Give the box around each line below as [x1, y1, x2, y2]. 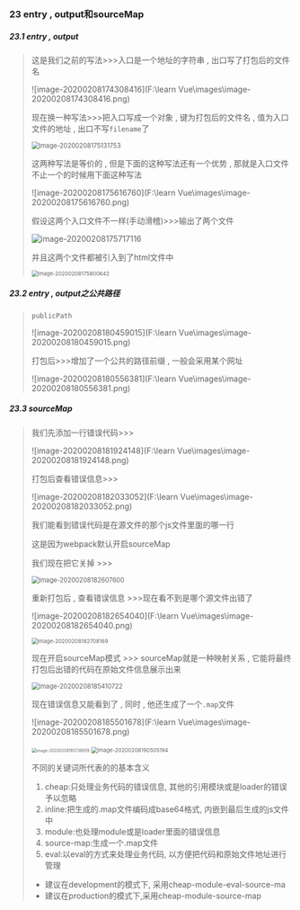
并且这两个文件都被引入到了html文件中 [31, 252, 174, 263]
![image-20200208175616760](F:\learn [31, 187, 176, 198]
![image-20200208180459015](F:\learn [31, 326, 177, 338]
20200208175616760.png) [31, 196, 130, 208]
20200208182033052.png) [31, 501, 133, 512]
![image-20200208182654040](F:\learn [31, 610, 180, 621]
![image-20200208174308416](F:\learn [31, 84, 177, 94]
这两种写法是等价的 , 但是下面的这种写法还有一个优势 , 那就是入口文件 [31, 157, 289, 168]
